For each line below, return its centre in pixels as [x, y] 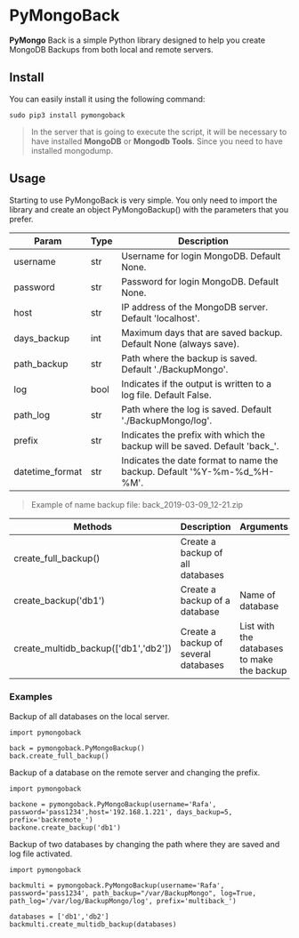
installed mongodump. [72, 150]
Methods [93, 526]
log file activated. [41, 854]
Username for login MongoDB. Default [201, 256]
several [196, 653]
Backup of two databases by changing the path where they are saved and [145, 844]
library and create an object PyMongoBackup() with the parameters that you [149, 209]
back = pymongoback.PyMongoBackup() [77, 748]
